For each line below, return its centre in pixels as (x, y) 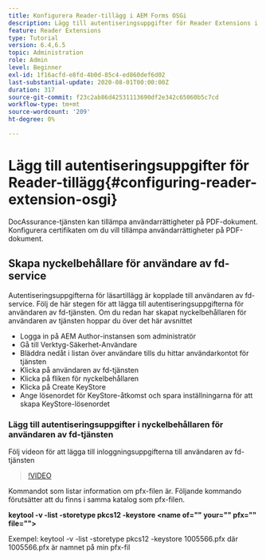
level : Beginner (35, 68)
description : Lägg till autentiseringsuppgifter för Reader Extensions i (133, 23)
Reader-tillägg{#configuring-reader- (133, 183)
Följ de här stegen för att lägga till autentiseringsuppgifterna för (140, 303)
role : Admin (28, 61)
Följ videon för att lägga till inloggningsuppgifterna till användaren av (121, 452)
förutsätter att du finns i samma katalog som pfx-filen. (97, 499)
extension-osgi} (63, 200)
